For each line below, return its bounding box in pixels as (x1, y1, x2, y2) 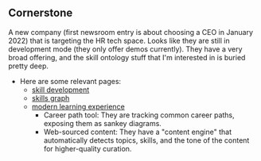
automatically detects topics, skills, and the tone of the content (43, 135, 250, 145)
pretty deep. (8, 61, 49, 71)
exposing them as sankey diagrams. (43, 118, 162, 128)
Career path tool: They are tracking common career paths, (43, 110, 235, 120)
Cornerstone (8, 6, 73, 20)
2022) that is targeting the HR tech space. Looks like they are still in (8, 36, 230, 45)
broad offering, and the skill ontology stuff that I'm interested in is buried (8, 52, 246, 62)
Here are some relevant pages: (19, 76, 122, 86)
